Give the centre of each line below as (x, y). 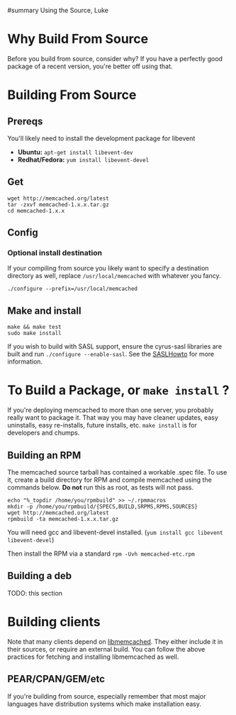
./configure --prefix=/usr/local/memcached (73, 289)
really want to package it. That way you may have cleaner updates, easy (113, 418)
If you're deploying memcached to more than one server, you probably (111, 410)
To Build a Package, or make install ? (118, 390)
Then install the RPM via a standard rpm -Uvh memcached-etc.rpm (101, 554)
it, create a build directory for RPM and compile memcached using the (110, 480)
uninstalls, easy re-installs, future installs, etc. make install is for (102, 425)
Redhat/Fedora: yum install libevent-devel (83, 159)
